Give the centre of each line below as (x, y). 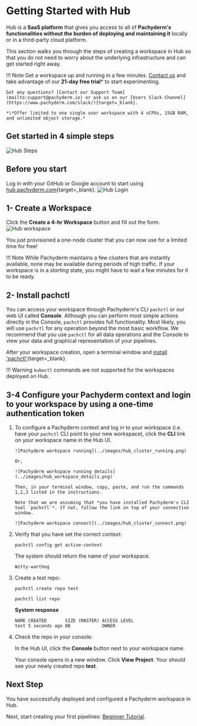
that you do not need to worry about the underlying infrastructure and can (96, 57)
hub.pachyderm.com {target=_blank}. (51, 190)
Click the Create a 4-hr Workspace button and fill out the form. (83, 222)
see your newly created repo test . (56, 666)
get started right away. (34, 64)
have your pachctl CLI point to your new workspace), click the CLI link (100, 434)
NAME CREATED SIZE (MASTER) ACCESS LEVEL (74, 621)
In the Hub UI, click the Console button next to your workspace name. (100, 648)
